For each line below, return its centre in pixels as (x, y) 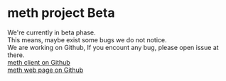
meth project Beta (61, 13)
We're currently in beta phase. (52, 32)
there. (16, 55)
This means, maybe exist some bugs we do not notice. (87, 39)
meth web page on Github (45, 70)
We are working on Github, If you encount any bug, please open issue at (113, 47)
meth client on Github (39, 62)
